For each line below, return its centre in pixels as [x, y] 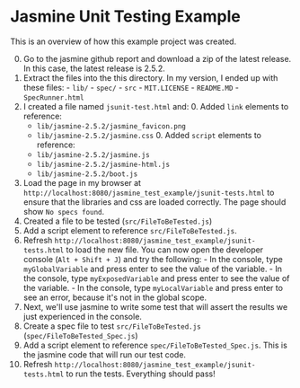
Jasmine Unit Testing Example [125, 17]
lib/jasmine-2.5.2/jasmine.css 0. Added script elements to [149, 135]
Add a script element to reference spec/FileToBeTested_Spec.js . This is [155, 345]
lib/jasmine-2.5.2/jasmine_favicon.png [111, 126]
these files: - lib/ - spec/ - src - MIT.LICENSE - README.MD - [131, 87]
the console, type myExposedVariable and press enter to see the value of [156, 278]
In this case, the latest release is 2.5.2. [94, 68]
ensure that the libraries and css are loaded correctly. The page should [154, 202]
